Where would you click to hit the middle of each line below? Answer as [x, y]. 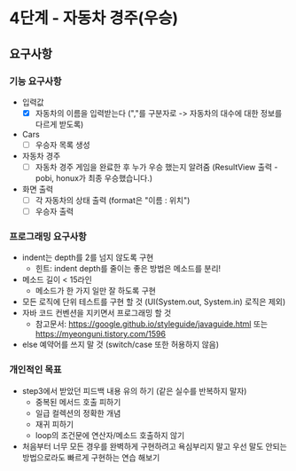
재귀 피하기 [54, 424]
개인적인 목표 [35, 370]
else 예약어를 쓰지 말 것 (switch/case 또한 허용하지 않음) [121, 345]
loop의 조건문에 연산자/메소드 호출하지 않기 [110, 435]
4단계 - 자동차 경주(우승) [94, 18]
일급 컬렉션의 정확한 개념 [78, 412]
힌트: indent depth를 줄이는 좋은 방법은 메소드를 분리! [128, 269]
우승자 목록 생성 [62, 145]
